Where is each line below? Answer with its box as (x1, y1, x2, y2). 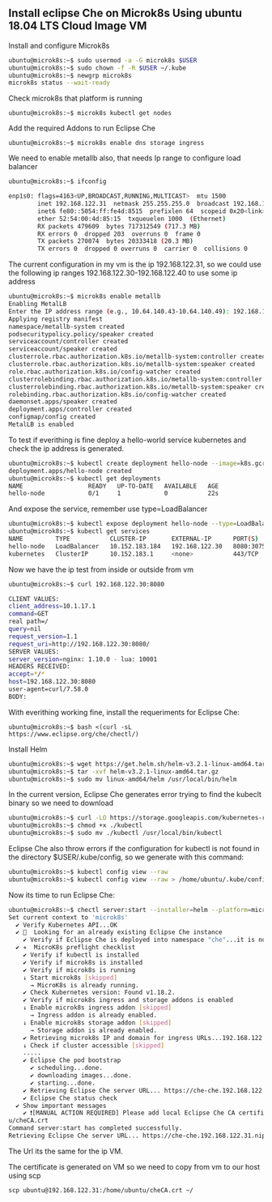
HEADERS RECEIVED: (8, 663, 70, 671)
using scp (8, 1170, 41, 1180)
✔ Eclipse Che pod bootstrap (23, 1056, 121, 1064)
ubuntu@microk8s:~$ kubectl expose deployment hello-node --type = (8, 520, 237, 528)
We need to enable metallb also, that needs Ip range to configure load (8, 153, 241, 163)
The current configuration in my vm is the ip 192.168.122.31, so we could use (8, 259, 261, 270)
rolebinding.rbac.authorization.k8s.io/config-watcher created (8, 390, 227, 399)
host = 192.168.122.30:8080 (8, 678, 96, 686)
